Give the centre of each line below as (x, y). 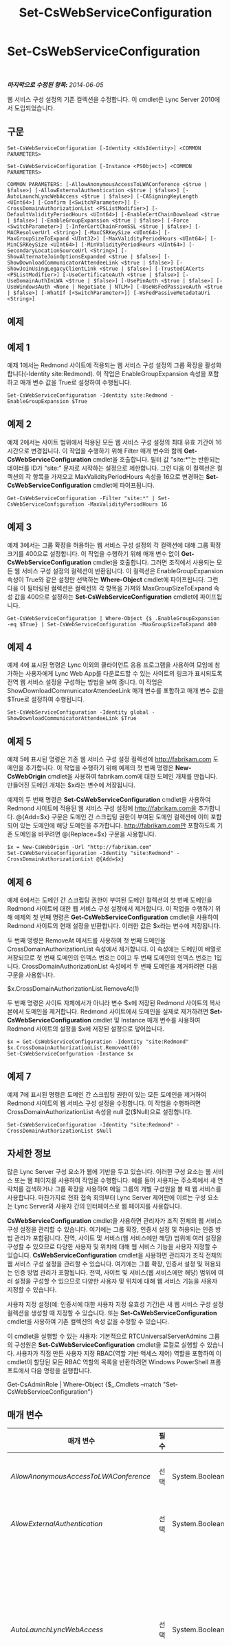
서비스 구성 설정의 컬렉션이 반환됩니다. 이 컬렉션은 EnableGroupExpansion (122, 570)
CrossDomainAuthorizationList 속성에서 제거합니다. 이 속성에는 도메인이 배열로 (114, 949)
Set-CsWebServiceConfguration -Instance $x (70, 1054)
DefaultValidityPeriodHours (47, 214)
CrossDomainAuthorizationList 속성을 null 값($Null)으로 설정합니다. (100, 1111)
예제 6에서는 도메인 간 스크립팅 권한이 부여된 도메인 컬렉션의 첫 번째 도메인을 (110, 900)
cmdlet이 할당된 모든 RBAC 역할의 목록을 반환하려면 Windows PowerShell (108, 1361)
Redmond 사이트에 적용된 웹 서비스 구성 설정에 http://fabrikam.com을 (102, 808)
